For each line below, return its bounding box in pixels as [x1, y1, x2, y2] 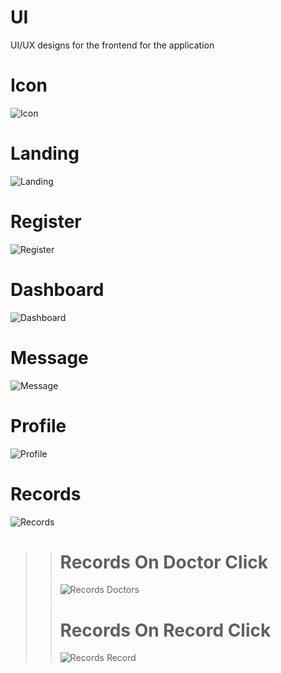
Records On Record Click [59, 619, 272, 641]
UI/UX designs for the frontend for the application [10, 39, 215, 51]
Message [10, 346, 89, 369]
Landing [10, 142, 80, 165]
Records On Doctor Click [59, 551, 268, 573]
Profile [10, 414, 67, 437]
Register [10, 211, 82, 233]
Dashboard [10, 278, 105, 301]
